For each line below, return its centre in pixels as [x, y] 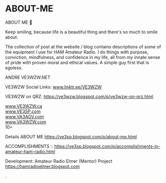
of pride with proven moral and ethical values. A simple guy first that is [77, 62]
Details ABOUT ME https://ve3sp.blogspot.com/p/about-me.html [71, 137]
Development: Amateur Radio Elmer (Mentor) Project [59, 161]
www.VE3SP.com [23, 111]
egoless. [14, 68]
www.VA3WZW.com [26, 122]
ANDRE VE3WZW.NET [28, 77]
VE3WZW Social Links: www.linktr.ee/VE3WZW [54, 87]
